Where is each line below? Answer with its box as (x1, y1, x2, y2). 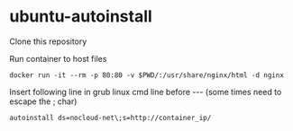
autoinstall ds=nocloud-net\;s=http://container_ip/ (9, 113, 212, 122)
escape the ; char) (9, 96, 78, 107)
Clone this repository (9, 36, 87, 47)
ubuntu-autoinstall (9, 6, 153, 27)
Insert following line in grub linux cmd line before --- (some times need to (9, 86, 282, 97)
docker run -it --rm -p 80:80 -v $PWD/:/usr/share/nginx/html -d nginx (9, 70, 284, 80)
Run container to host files (9, 53, 107, 64)
